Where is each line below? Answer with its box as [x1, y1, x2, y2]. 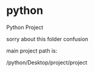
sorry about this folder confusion [6, 35, 89, 42]
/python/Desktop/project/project [6, 59, 88, 66]
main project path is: [6, 47, 58, 54]
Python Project [6, 24, 44, 31]
